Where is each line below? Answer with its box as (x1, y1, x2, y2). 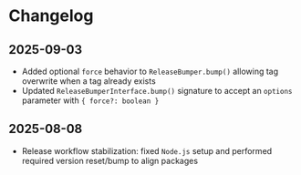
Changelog (8, 5, 94, 26)
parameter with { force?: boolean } (21, 95, 160, 106)
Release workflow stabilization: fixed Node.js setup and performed (21, 145, 273, 156)
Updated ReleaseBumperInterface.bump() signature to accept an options (21, 86, 293, 96)
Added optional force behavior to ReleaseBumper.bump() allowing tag (21, 66, 279, 77)
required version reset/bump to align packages (21, 155, 198, 166)
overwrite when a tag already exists (21, 76, 156, 87)
